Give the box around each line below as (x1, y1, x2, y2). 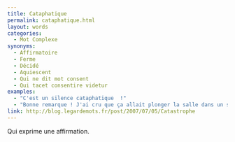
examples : (7, 88, 36, 95)
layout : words (7, 23, 49, 30)
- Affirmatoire (13, 50, 58, 57)
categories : (7, 29, 42, 37)
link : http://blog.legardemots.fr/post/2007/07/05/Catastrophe (7, 108, 196, 115)
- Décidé (13, 62, 39, 69)
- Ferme (13, 56, 36, 63)
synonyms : (7, 43, 36, 50)
